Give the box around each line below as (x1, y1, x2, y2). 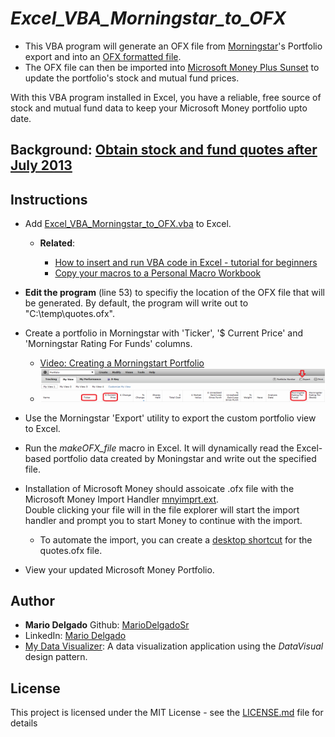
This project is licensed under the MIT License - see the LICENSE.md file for (10, 707, 324, 719)
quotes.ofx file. (39, 544, 103, 556)
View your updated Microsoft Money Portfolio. (24, 563, 215, 576)
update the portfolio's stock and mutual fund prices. (24, 72, 240, 84)
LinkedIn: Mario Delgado (24, 630, 127, 642)
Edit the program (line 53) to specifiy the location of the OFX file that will (24, 287, 325, 299)
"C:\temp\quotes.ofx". (24, 308, 116, 320)
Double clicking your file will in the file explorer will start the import (24, 503, 300, 516)
